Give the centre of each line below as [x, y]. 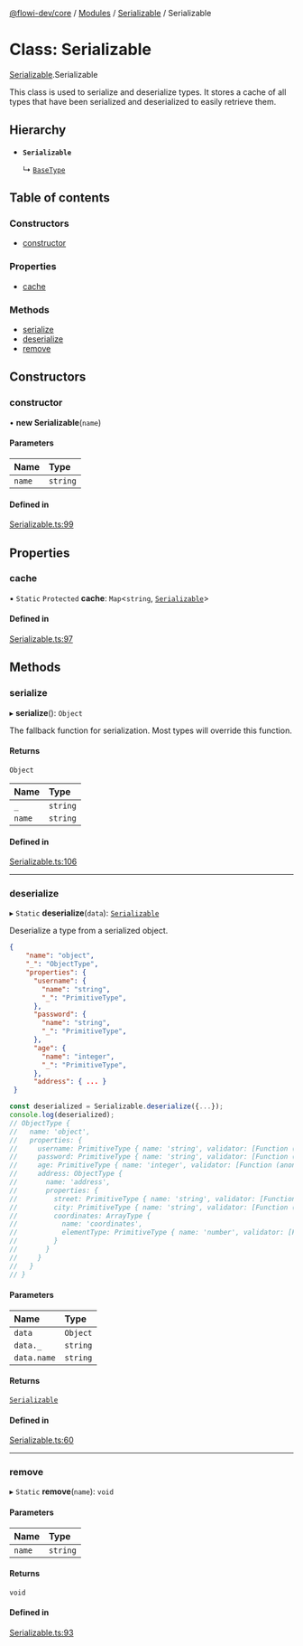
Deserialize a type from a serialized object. [89, 931]
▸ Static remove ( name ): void [62, 1491]
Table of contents [60, 198]
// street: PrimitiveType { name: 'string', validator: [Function [153, 1199]
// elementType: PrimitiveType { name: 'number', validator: [147, 1233]
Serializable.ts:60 [41, 1440]
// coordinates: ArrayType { [80, 1216]
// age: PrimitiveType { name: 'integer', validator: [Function [141, 1165]
